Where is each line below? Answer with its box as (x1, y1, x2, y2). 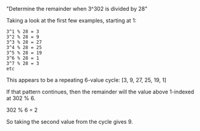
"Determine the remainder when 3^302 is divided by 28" (6, 5, 148, 12)
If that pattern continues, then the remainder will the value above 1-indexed (6, 88, 195, 95)
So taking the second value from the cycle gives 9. (6, 118, 133, 125)
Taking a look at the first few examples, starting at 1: (6, 17, 137, 24)
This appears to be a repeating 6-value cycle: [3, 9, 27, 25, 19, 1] (6, 76, 167, 84)
